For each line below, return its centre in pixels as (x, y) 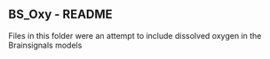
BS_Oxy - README (60, 15)
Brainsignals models (45, 45)
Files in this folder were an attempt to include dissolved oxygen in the (135, 35)
